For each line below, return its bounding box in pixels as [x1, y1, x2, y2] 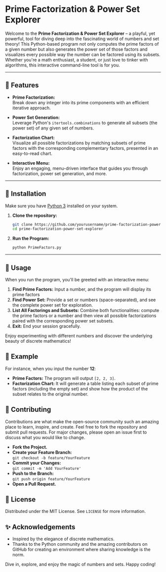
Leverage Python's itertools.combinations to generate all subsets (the [12, 120, 158, 126]
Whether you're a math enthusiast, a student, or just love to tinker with [5, 57, 148, 63]
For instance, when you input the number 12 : [5, 366, 96, 372]
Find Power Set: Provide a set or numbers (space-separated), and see [12, 297, 156, 303]
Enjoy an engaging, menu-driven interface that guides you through [12, 165, 148, 171]
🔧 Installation [5, 190, 46, 198]
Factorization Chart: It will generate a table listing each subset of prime [12, 381, 159, 386]
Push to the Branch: [12, 470, 54, 476]
